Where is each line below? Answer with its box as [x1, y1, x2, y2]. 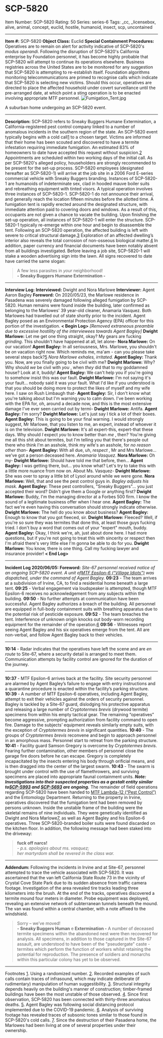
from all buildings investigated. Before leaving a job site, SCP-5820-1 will [5, 248, 150, 254]
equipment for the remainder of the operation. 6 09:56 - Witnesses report [5, 621, 152, 627]
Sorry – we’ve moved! [16, 920, 61, 926]
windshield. [5, 911, 28, 917]
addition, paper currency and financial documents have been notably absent [5, 242, 158, 248]
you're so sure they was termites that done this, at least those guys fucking [5, 519, 156, 525]
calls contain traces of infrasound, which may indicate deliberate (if [5, 976, 140, 982]
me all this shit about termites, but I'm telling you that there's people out [5, 437, 148, 443]
